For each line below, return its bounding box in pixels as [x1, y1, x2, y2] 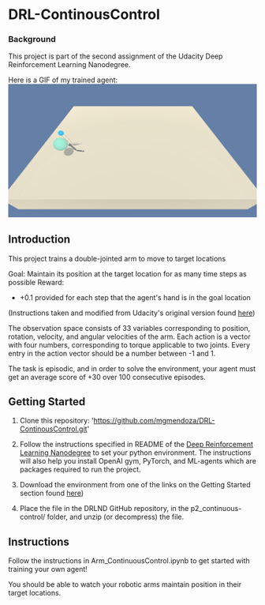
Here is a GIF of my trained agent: [8, 75, 118, 85]
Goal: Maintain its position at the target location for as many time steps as [8, 269, 247, 278]
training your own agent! [8, 565, 88, 574]
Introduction [8, 233, 71, 246]
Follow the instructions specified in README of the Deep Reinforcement [19, 440, 254, 449]
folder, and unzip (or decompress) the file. [47, 512, 184, 522]
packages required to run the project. [19, 464, 141, 475]
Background [8, 34, 57, 45]
